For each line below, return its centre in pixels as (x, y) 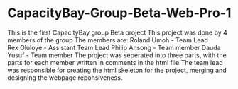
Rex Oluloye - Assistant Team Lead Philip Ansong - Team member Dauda (114, 47)
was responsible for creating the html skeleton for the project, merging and (117, 70)
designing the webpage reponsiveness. (65, 77)
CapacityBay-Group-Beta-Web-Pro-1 (119, 13)
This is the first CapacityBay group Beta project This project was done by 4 (117, 32)
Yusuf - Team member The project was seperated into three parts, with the (117, 55)
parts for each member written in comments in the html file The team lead (115, 62)
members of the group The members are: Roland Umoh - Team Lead (108, 40)
